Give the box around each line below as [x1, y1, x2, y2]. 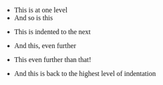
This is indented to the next [13, 28, 91, 36]
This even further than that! [13, 56, 91, 63]
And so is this [13, 14, 53, 22]
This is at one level [13, 6, 68, 14]
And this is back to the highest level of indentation [13, 70, 156, 77]
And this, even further [13, 42, 77, 49]
